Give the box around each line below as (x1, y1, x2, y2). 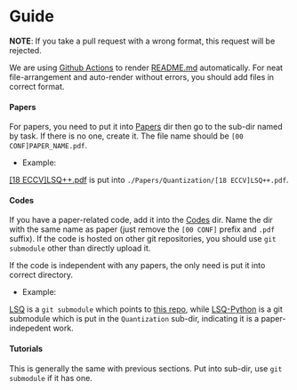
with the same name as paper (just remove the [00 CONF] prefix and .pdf (9, 224, 276, 235)
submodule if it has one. (9, 372, 93, 383)
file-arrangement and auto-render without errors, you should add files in (9, 71, 274, 82)
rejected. (9, 44, 42, 55)
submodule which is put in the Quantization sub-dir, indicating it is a (9, 314, 260, 324)
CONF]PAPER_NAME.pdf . (9, 140, 88, 151)
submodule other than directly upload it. (9, 243, 151, 254)
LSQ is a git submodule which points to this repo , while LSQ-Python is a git (9, 304, 283, 314)
